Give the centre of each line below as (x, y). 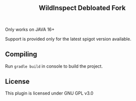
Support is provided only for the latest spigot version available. (68, 39)
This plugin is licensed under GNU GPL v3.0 (49, 93)
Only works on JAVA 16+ (30, 29)
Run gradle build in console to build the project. (54, 66)
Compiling (21, 54)
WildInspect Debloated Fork (82, 8)
